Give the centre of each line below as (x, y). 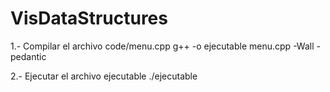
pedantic (28, 56)
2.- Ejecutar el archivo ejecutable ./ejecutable (104, 76)
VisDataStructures (89, 18)
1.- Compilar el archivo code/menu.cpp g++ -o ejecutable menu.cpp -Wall (162, 46)
